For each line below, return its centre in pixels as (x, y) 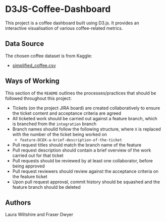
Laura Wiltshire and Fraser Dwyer (39, 215)
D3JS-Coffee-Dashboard (58, 9)
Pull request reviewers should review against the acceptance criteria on (85, 171)
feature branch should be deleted (46, 187)
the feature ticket (30, 176)
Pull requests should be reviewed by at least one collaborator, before (83, 160)
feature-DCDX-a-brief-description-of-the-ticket (71, 140)
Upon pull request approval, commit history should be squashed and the (86, 182)
